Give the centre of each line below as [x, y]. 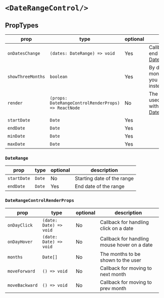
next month [113, 274]
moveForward [21, 271]
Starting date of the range [104, 178]
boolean [59, 77]
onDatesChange [24, 53]
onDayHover [20, 242]
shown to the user [121, 260]
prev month [113, 288]
